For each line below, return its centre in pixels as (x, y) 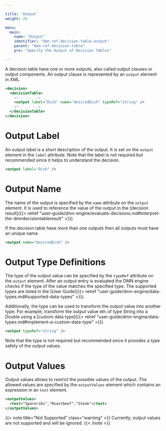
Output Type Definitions (55, 262)
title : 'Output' (22, 14)
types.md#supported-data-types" (40, 297)
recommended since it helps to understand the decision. (62, 160)
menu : (11, 28)
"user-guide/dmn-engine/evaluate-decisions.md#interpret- (100, 213)
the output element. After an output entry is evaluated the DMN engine (77, 281)
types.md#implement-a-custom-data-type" (49, 322)
